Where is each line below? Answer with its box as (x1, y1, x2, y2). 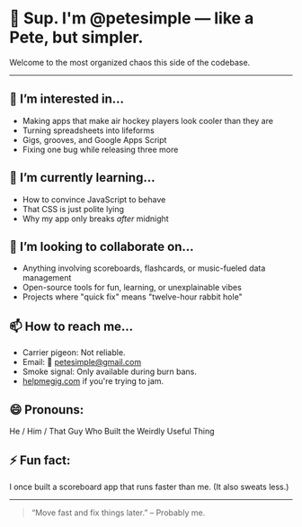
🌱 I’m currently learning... (9, 170, 155, 185)
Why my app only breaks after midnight (22, 213, 169, 224)
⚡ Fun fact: (9, 453, 71, 469)
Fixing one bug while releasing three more (22, 144, 179, 155)
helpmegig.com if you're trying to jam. (22, 376, 164, 387)
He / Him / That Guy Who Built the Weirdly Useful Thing (9, 426, 215, 436)
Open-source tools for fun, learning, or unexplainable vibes (22, 282, 243, 293)
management (22, 272, 72, 283)
